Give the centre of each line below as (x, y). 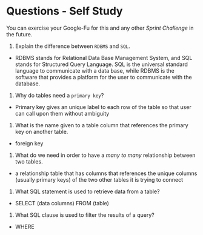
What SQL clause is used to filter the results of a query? (85, 215)
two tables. (29, 161)
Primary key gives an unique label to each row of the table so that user (103, 107)
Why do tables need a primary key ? (59, 95)
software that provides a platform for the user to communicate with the (103, 77)
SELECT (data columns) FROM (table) (62, 203)
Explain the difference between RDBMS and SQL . (72, 46)
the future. (19, 34)
